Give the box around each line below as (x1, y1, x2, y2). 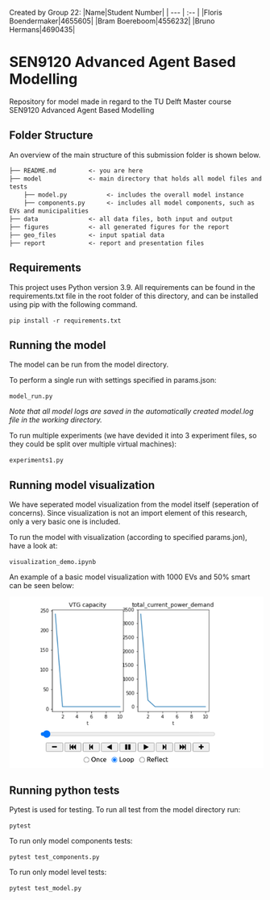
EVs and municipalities (9, 206, 89, 215)
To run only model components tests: (9, 836, 133, 846)
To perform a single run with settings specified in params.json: (9, 375, 217, 385)
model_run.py (9, 392, 53, 400)
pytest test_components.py (9, 853, 100, 861)
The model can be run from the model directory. (9, 359, 169, 370)
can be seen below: (9, 581, 75, 591)
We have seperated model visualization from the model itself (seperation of (9, 500, 259, 509)
